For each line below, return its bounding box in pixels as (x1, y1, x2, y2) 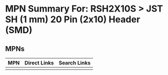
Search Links (58, 59, 91, 66)
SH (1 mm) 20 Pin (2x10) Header (5, 14, 140, 25)
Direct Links (24, 59, 54, 66)
